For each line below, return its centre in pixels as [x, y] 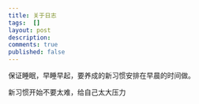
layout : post [30, 30]
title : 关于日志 [32, 15]
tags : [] [24, 23]
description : [30, 37]
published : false [37, 52]
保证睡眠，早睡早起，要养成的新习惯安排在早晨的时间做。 [101, 75]
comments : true [33, 45]
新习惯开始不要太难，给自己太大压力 [67, 92]
